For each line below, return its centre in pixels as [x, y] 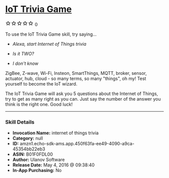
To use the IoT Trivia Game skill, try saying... [51, 34]
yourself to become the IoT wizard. [41, 83]
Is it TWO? [23, 53]
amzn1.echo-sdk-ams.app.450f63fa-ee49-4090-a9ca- [77, 144]
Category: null [28, 138]
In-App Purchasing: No [37, 170]
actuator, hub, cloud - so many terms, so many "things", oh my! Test [76, 78]
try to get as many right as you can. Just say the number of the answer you [83, 99]
